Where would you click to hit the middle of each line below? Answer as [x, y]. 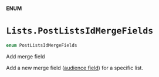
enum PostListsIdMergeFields [42, 45]
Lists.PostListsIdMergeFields [80, 31]
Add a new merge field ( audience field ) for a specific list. [75, 68]
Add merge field [26, 56]
